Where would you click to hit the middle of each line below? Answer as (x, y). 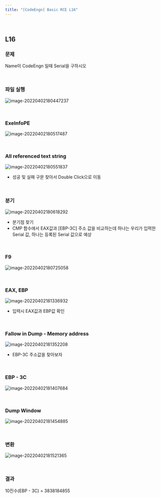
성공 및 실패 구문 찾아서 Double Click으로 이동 (57, 177)
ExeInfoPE (18, 123)
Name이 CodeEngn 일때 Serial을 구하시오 (46, 66)
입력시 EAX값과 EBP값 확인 (38, 311)
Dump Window (23, 411)
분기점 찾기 (23, 222)
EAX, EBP (17, 290)
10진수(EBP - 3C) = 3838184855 (38, 491)
